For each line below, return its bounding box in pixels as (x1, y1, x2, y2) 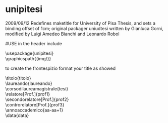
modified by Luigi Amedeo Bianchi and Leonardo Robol (5, 31, 120, 37)
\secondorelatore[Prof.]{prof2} (5, 96, 69, 102)
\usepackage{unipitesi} (5, 50, 54, 56)
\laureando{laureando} (5, 80, 52, 86)
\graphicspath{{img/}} (5, 55, 51, 61)
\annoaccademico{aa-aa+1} (5, 107, 64, 113)
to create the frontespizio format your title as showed (5, 65, 116, 71)
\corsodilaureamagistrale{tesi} (5, 85, 69, 91)
